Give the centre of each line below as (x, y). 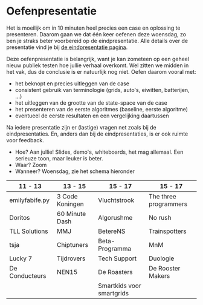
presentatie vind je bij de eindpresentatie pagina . (67, 47)
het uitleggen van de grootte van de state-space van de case (91, 103)
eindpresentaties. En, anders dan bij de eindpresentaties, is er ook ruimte (97, 134)
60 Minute (71, 214)
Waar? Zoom (31, 165)
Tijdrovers (71, 258)
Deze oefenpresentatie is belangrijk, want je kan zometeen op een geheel (98, 59)
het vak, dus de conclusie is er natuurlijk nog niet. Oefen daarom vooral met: (101, 71)
